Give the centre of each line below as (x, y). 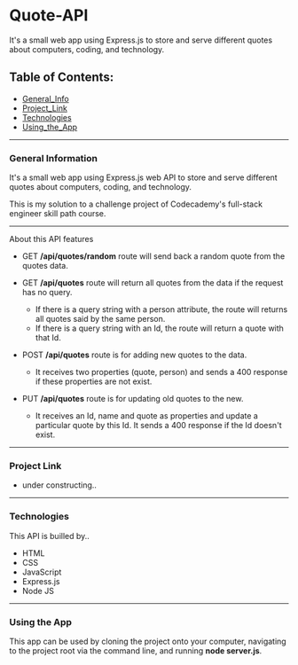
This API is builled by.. (50, 536)
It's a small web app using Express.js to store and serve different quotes (141, 40)
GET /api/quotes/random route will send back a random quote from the (153, 256)
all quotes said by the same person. (100, 319)
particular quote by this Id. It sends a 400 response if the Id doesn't (158, 426)
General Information (54, 158)
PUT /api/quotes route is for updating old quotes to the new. (133, 399)
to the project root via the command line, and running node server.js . (136, 650)
